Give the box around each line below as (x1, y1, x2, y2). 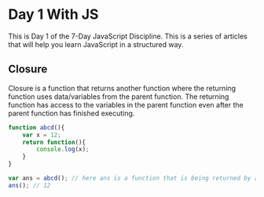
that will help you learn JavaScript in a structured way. (8, 39, 184, 49)
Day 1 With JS (8, 5, 99, 24)
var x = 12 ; (22, 131, 61, 139)
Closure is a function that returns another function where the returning (8, 83, 236, 93)
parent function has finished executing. (8, 108, 135, 118)
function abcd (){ (8, 123, 65, 131)
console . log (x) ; (36, 145, 90, 154)
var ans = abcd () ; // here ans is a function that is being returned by (8, 174, 251, 182)
